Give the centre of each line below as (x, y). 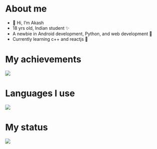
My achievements (43, 60)
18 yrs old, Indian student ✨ (41, 28)
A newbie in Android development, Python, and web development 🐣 (82, 34)
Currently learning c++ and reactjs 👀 (50, 39)
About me (26, 9)
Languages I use (40, 93)
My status (27, 127)
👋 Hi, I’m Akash (28, 23)
